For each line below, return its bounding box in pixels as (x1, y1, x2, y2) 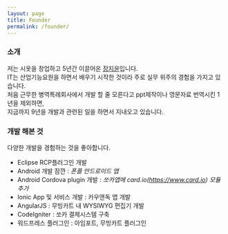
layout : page (7, 10, 45, 17)
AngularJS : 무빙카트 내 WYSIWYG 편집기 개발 (17, 201, 145, 210)
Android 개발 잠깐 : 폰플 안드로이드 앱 (17, 167, 119, 175)
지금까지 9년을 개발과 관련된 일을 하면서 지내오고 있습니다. (7, 107, 164, 116)
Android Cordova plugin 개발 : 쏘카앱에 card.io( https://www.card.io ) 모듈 (17, 175, 221, 183)
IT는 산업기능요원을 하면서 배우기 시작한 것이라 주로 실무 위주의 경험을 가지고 (7, 73, 214, 81)
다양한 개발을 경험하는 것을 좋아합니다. (7, 143, 111, 152)
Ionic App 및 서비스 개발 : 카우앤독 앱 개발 (17, 192, 131, 201)
